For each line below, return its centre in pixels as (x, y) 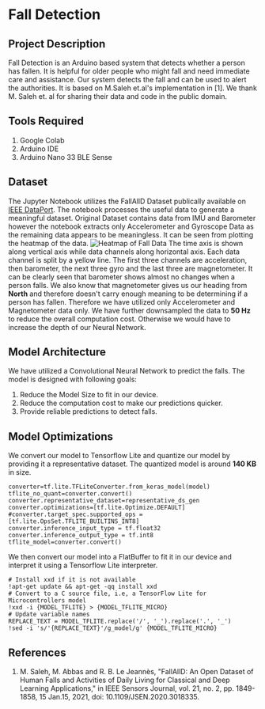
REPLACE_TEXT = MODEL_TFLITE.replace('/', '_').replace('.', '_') (120, 622)
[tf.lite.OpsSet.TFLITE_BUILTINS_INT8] (74, 521)
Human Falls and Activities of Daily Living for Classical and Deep (125, 680)
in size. (20, 472)
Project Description (57, 44)
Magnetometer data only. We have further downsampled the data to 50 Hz (129, 310)
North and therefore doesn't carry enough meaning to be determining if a (128, 294)
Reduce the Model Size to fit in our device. (89, 395)
